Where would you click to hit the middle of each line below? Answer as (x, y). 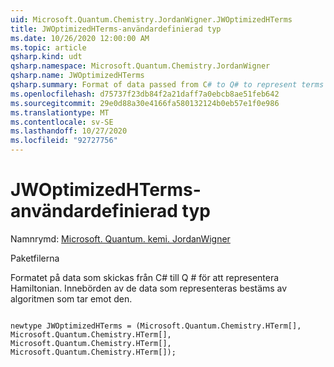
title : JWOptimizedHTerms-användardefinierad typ (116, 29)
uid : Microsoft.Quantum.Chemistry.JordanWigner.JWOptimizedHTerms (151, 19)
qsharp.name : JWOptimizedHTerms (77, 76)
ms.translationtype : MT (60, 112)
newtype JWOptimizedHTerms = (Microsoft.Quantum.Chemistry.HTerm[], (156, 326)
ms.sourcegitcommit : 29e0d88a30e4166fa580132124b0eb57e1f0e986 (145, 103)
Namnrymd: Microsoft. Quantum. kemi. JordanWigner (120, 238)
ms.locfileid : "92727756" (64, 141)
